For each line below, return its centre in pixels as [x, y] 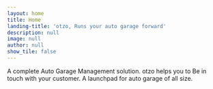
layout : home [26, 13]
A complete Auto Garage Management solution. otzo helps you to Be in [107, 71]
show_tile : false [32, 52]
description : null [33, 33]
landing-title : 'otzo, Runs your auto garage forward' [87, 26]
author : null [26, 45]
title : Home [24, 20]
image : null [24, 39]
